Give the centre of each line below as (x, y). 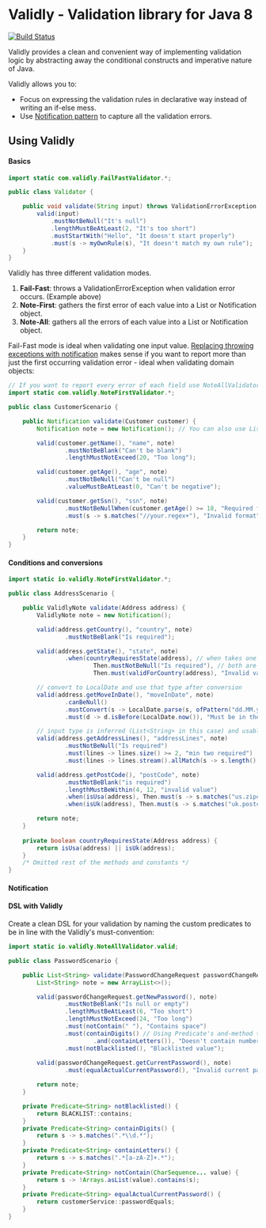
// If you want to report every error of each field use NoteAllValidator (134, 385)
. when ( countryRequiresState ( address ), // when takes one (161, 658)
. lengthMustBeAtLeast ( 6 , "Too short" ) (129, 1012)
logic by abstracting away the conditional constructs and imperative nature (130, 60)
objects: (21, 371)
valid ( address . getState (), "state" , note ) (108, 651)
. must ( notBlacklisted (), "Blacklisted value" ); (144, 1048)
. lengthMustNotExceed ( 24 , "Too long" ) (129, 1019)
